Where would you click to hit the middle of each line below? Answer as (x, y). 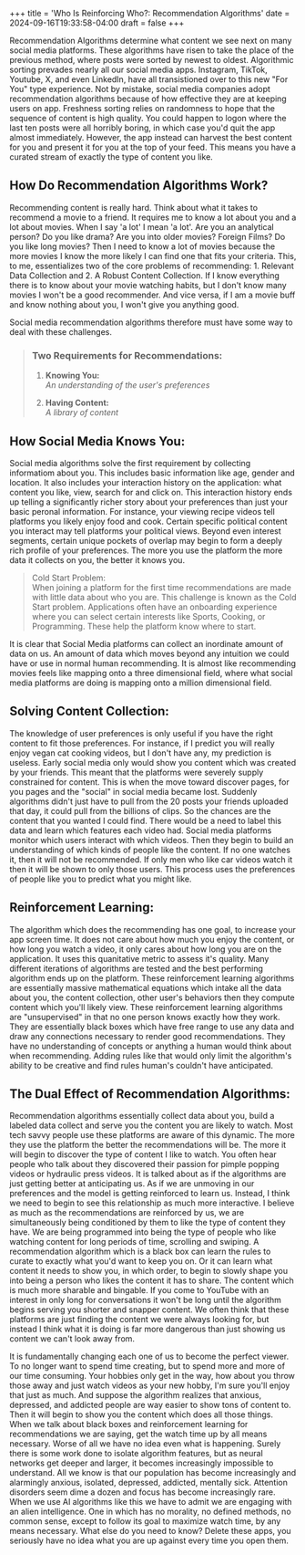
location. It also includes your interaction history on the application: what (146, 482)
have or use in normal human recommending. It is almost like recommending (153, 663)
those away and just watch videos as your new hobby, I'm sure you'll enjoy (150, 1385)
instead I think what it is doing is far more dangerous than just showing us (147, 1329)
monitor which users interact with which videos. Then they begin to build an (152, 840)
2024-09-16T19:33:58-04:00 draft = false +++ (97, 23)
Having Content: (77, 403)
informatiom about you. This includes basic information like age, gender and (152, 473)
